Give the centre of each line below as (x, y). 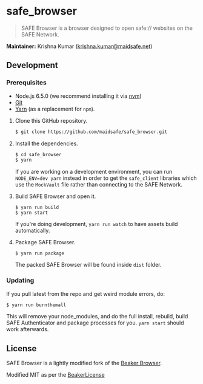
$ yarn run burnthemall (36, 305)
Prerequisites (26, 83)
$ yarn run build (37, 208)
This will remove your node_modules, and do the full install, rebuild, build (97, 317)
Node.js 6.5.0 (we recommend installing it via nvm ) (78, 96)
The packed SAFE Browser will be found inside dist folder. (88, 265)
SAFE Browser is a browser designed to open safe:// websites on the (107, 28)
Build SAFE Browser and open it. (55, 196)
